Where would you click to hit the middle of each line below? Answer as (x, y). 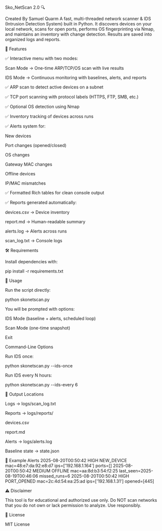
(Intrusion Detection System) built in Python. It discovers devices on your (79, 24)
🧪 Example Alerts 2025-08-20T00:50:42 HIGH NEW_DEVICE (66, 460)
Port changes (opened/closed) (36, 145)
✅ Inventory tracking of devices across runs (49, 116)
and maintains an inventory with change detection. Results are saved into (79, 34)
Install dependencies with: (31, 262)
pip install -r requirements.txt (34, 271)
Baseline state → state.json (32, 451)
